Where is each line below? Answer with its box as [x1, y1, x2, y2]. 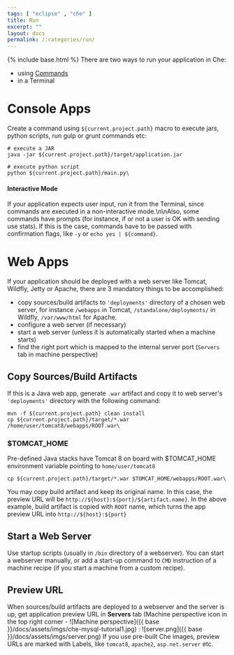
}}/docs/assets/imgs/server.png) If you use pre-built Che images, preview [7, 632, 220, 640]
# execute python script [7, 164, 80, 171]
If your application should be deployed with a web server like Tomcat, [7, 277, 207, 286]
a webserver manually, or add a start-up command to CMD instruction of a [7, 556, 217, 565]
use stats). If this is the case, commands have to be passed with [7, 222, 192, 231]
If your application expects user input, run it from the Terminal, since [7, 200, 205, 209]
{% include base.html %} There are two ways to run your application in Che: [7, 55, 226, 64]
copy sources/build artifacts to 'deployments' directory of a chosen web [17, 298, 226, 307]
